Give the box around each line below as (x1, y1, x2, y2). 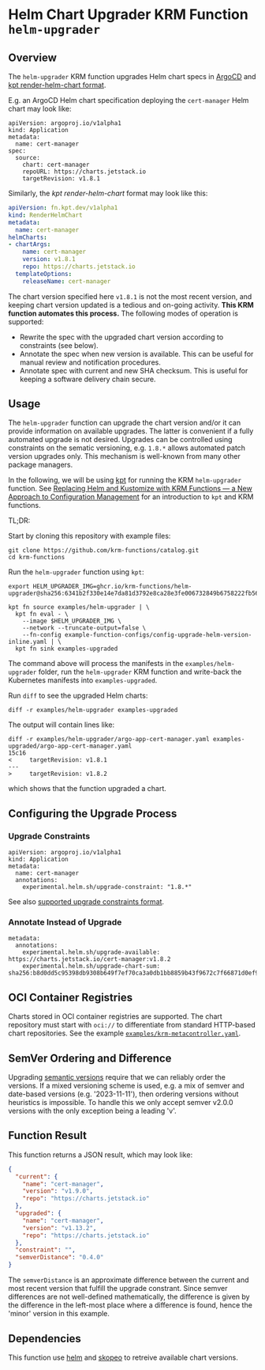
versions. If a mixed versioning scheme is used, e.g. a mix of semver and (8, 1081, 244, 1091)
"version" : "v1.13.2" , (22, 1224, 97, 1232)
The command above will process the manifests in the (8, 659, 184, 668)
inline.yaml (8, 638, 47, 646)
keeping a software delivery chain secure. (19, 374, 156, 384)
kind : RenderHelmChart (8, 211, 83, 219)
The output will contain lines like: (8, 720, 115, 729)
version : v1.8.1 (22, 255, 77, 263)
